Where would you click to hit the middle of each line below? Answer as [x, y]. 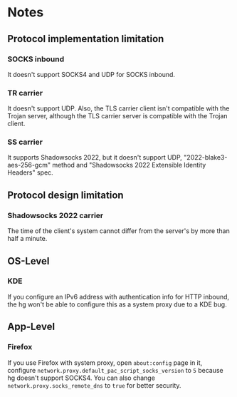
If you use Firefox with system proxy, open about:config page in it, [105, 362]
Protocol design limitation [65, 195]
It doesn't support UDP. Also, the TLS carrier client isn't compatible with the [118, 108]
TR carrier [25, 93]
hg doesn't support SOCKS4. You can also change [81, 378]
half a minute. [27, 239]
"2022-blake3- [206, 158]
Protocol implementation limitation [86, 39]
